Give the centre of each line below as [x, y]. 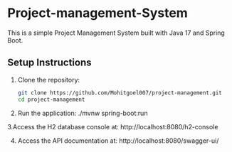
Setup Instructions [49, 63]
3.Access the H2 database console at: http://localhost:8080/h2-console [113, 126]
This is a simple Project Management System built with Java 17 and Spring [116, 33]
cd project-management [51, 99]
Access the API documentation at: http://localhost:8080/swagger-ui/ [118, 141]
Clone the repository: [49, 80]
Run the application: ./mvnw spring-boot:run [83, 113]
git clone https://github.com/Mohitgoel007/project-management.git [120, 93]
